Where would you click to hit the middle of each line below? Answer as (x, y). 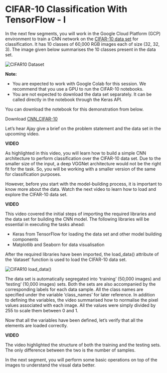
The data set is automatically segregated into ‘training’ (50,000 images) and (83, 279)
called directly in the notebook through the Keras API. (67, 99)
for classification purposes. (33, 174)
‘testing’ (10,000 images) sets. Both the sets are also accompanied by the (81, 284)
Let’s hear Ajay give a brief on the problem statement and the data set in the (83, 128)
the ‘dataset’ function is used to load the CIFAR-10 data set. (66, 259)
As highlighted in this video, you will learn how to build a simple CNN (76, 153)
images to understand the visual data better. (50, 365)
